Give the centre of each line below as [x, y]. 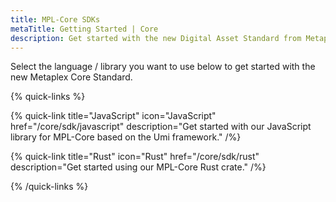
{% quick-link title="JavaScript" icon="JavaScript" [113, 116]
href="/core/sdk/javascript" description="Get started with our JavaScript [161, 127]
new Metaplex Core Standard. [71, 77]
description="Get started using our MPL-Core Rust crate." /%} [138, 167]
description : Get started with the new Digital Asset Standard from [156, 38]
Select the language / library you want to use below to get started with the [163, 67]
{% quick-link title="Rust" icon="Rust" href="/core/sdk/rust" [135, 157]
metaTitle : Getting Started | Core [84, 29]
